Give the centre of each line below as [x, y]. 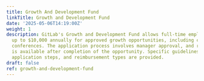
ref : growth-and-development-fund [50, 69]
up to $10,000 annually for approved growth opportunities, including [103, 40]
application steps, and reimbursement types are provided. [88, 57]
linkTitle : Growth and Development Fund [58, 18]
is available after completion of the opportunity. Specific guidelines [106, 52]
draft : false [23, 63]
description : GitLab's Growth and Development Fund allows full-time [96, 35]
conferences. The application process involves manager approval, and [103, 46]
